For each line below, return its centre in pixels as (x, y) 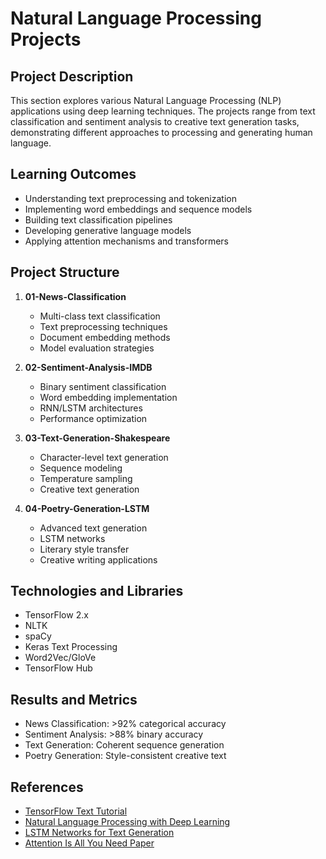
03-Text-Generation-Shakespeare (97, 438)
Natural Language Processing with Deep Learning (127, 822)
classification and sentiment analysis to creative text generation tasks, (155, 121)
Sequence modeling (81, 468)
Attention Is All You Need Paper (89, 843)
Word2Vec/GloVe (60, 658)
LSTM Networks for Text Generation (99, 833)
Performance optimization (93, 418)
